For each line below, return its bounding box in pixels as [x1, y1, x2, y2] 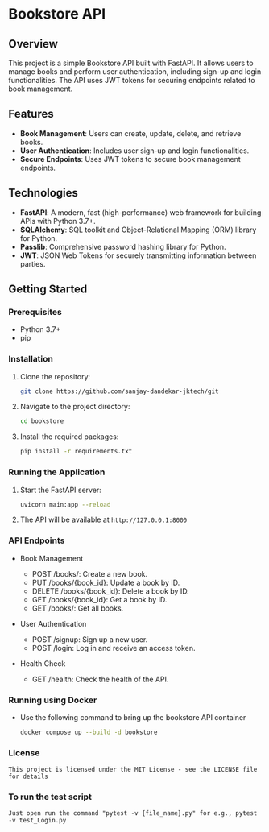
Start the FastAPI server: [19, 485, 102, 495]
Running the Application [8, 466, 106, 478]
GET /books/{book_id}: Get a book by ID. [31, 594, 168, 604]
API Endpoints [8, 535, 65, 546]
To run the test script [8, 791, 93, 802]
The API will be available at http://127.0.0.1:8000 [19, 515, 188, 524]
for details [8, 772, 48, 781]
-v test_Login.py [8, 817, 67, 825]
